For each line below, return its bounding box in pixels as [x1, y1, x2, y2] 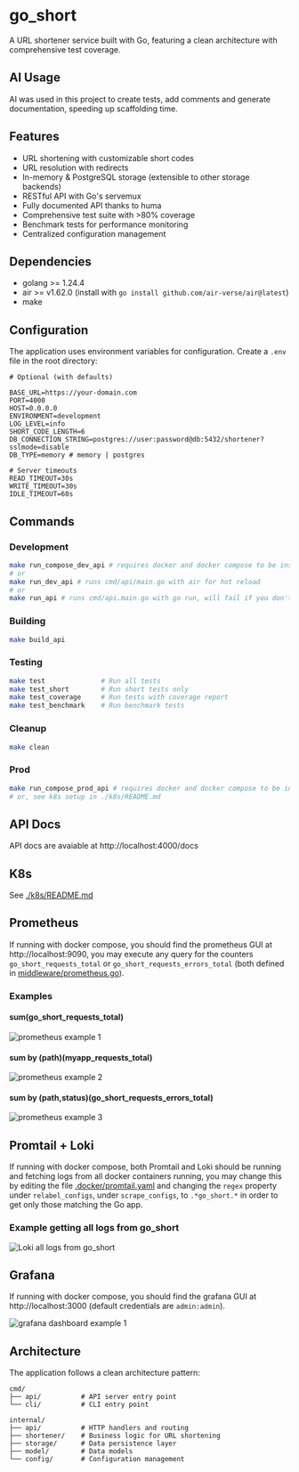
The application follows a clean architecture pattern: [9, 1368, 200, 1378]
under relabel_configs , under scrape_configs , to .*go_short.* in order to [9, 1190, 279, 1200]
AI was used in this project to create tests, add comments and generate [9, 94, 271, 104]
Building [9, 615, 46, 628]
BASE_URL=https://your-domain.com [9, 388, 138, 397]
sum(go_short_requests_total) [9, 1012, 125, 1022]
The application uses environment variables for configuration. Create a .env [9, 346, 287, 357]
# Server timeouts [9, 467, 77, 476]
